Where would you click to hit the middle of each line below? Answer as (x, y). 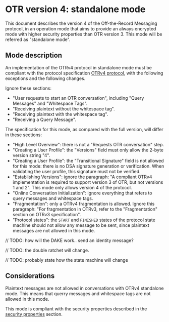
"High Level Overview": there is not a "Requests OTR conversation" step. (88, 144)
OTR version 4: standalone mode (75, 9)
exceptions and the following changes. (45, 78)
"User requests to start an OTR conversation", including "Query (78, 98)
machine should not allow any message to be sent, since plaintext (81, 225)
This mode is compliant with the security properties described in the (76, 309)
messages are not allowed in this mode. (54, 230)
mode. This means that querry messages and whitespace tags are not (78, 293)
